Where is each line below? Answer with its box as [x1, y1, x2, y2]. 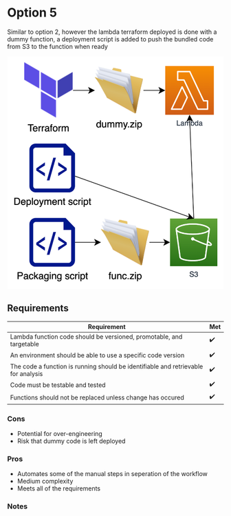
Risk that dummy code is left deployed [16, 437, 126, 446]
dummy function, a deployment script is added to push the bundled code [7, 34, 214, 43]
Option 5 [7, 5, 57, 21]
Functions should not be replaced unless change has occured [10, 393, 184, 401]
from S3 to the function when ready [7, 42, 109, 50]
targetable [10, 340, 39, 348]
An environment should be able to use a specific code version [10, 351, 185, 359]
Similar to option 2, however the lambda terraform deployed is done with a [7, 28, 217, 36]
